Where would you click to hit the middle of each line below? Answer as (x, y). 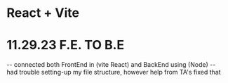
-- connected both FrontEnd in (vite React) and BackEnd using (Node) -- (111, 65)
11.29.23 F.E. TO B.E (66, 45)
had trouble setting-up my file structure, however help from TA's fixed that (114, 72)
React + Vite (43, 13)
